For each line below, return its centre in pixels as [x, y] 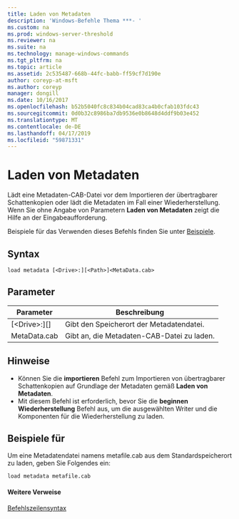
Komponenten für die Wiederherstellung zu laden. [91, 416]
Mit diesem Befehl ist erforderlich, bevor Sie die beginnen [103, 401]
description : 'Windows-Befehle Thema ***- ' [75, 21]
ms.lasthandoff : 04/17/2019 [49, 133]
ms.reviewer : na [31, 41]
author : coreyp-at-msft [43, 80]
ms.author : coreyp [35, 87]
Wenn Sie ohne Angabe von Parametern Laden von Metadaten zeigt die [113, 210]
